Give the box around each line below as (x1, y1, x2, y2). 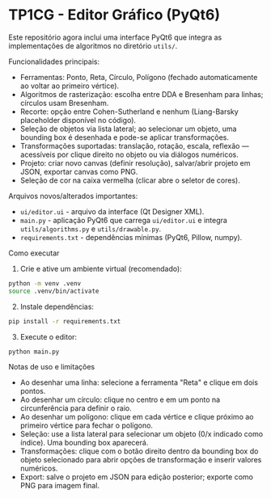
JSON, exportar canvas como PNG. (19, 167, 138, 176)
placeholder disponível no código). (19, 115, 136, 124)
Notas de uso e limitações (8, 362, 95, 372)
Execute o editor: (19, 331, 78, 341)
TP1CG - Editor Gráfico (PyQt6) (8, 6, 221, 24)
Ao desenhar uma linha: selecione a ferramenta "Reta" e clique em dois (19, 378, 259, 387)
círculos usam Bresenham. (19, 98, 109, 108)
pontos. (19, 386, 46, 396)
